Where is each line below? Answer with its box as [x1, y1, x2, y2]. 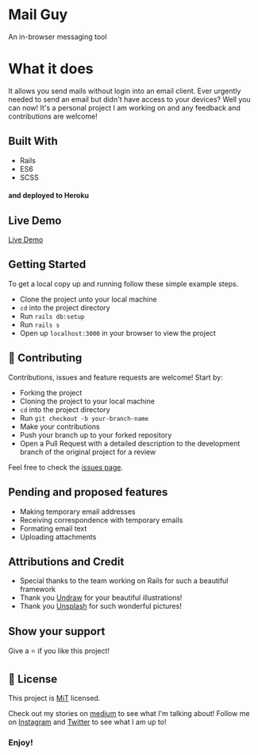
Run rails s [19, 320, 60, 329]
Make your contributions [19, 422, 101, 431]
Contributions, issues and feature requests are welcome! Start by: [8, 372, 224, 382]
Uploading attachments [19, 531, 97, 542]
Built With [8, 134, 58, 148]
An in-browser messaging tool [8, 32, 107, 41]
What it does [8, 60, 94, 78]
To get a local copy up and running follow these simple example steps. [8, 278, 239, 288]
